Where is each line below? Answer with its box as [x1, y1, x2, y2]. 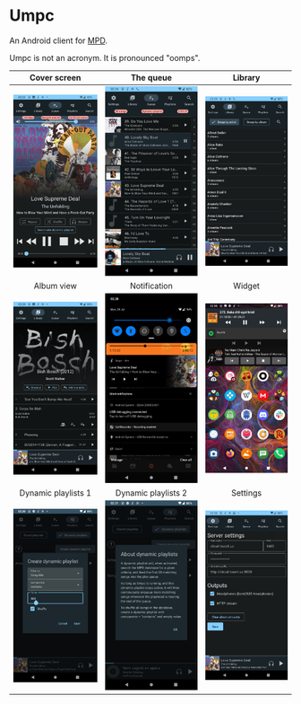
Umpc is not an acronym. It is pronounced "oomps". [9, 52, 201, 63]
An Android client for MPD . [9, 35, 107, 46]
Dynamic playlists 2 [115, 487, 188, 498]
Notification [129, 280, 173, 291]
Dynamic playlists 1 [19, 487, 92, 498]
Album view [33, 280, 78, 291]
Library [232, 73, 261, 84]
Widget [232, 280, 260, 291]
